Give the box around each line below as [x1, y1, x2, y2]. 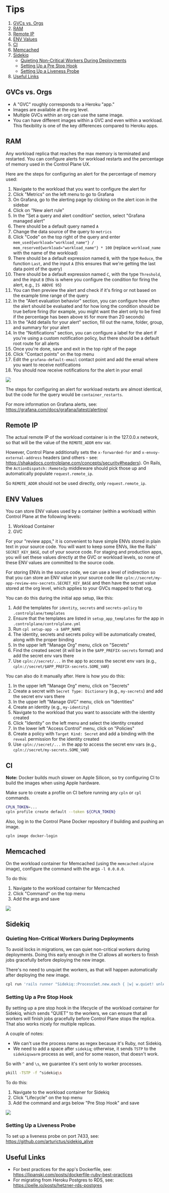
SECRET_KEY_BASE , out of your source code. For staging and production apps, [6, 549, 163, 555]
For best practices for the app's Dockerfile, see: [13, 1166, 112, 1172]
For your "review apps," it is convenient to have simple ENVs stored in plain [6, 538, 161, 545]
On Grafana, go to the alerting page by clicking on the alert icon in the [13, 197, 157, 203]
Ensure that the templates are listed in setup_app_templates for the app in [13, 615, 164, 621]
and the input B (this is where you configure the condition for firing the [13, 276, 158, 282]
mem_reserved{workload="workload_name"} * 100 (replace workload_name [13, 244, 161, 250]
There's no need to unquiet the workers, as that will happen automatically [6, 967, 157, 973]
